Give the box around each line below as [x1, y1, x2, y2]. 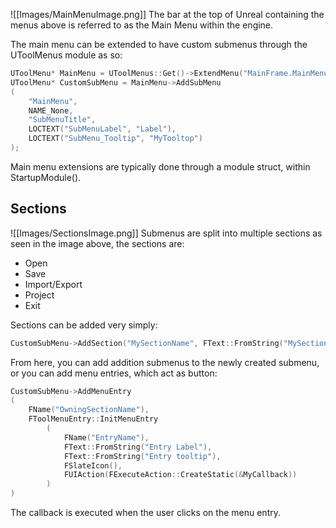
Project [24, 289, 55, 301]
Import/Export [24, 278, 83, 290]
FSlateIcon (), [63, 460, 123, 471]
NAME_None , [28, 105, 74, 116]
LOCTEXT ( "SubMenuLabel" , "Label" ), [28, 124, 177, 134]
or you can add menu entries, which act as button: [10, 367, 218, 379]
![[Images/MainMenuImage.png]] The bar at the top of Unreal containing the [10, 9, 325, 20]
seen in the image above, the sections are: [10, 237, 185, 249]
